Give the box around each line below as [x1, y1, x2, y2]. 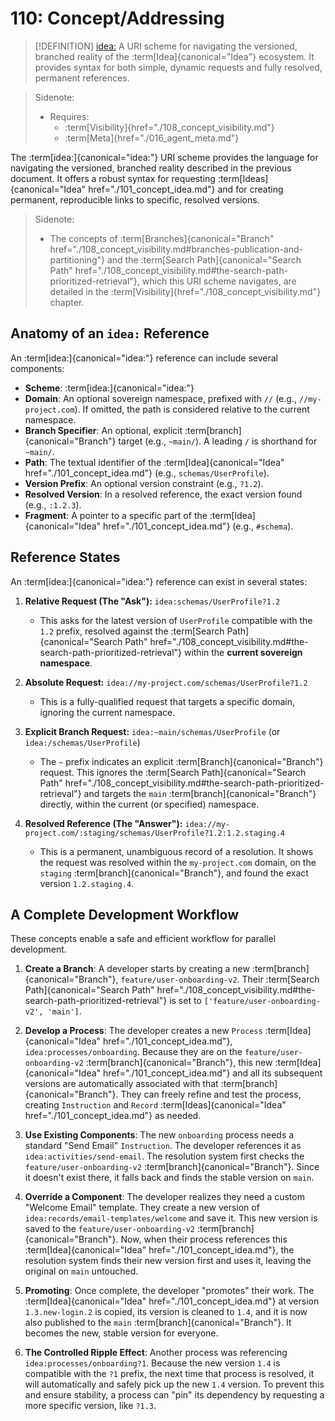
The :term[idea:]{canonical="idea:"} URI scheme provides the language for [10, 151, 319, 163]
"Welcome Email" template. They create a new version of [24, 1202, 260, 1214]
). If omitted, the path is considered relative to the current [74, 403, 310, 415]
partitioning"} [49, 253, 105, 266]
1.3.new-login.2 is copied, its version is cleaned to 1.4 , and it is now [24, 1306, 308, 1318]
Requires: [49, 110, 90, 122]
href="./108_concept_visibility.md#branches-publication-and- [49, 243, 304, 255]
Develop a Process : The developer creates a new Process [24, 1025, 263, 1037]
